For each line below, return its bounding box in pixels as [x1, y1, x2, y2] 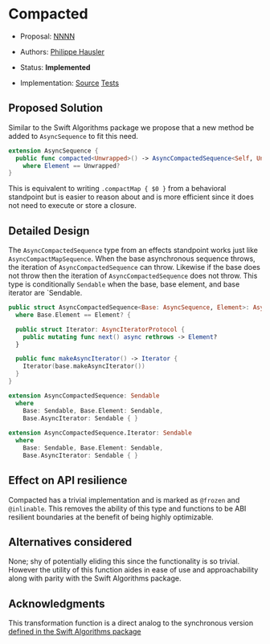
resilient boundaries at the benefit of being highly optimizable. [8, 512, 215, 522]
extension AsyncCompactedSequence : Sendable [8, 391, 160, 400]
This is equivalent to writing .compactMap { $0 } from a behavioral [8, 184, 227, 194]
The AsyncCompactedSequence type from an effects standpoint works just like [8, 246, 259, 255]
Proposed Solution [8, 101, 103, 115]
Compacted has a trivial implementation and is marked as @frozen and [8, 495, 240, 504]
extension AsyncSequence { [8, 146, 99, 155]
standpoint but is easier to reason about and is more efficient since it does [8, 192, 255, 202]
